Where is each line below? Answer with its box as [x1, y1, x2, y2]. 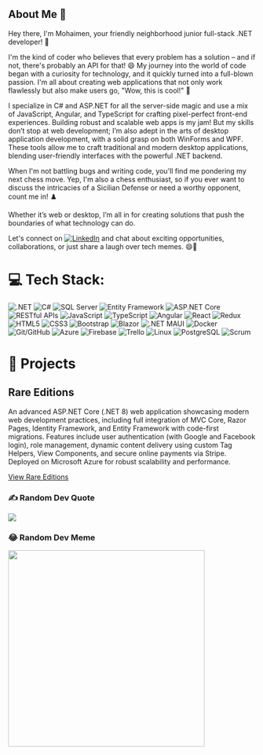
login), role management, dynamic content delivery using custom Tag [8, 440, 233, 449]
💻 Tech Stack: [8, 271, 105, 288]
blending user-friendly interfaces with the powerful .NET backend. [8, 151, 223, 160]
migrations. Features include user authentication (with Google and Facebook [8, 431, 256, 441]
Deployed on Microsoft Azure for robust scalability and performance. [8, 456, 232, 466]
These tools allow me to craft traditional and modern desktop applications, [8, 142, 249, 152]
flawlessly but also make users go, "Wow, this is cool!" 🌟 [8, 86, 191, 95]
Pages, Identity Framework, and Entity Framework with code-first [8, 423, 220, 433]
